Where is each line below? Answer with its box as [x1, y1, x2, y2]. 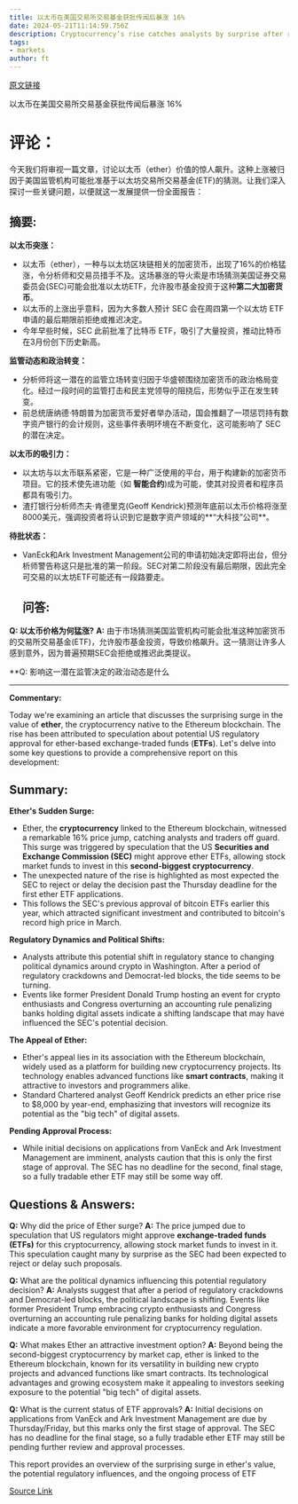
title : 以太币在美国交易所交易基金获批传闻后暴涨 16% [9, 12, 185, 22]
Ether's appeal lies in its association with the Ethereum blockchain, [21, 1052, 266, 1063]
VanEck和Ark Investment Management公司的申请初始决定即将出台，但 [21, 549, 280, 560]
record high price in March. [21, 917, 122, 928]
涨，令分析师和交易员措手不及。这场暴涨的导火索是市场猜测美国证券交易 [21, 270, 286, 280]
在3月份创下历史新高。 [21, 336, 106, 347]
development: [9, 756, 59, 768]
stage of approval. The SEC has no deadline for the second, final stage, [21, 1161, 284, 1172]
